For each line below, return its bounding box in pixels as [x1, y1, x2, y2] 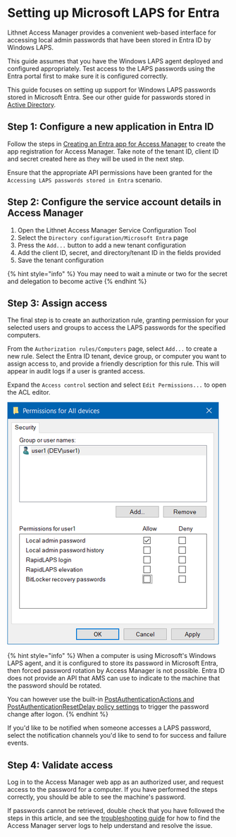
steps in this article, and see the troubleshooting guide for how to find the [7, 814, 221, 822]
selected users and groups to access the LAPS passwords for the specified [7, 323, 226, 332]
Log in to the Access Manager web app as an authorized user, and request [7, 778, 224, 786]
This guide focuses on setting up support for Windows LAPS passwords [7, 85, 216, 94]
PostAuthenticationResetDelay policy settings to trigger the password [7, 702, 209, 711]
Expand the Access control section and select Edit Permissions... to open [7, 380, 227, 389]
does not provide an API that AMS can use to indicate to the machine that [7, 674, 221, 683]
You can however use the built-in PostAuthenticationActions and [7, 695, 195, 704]
